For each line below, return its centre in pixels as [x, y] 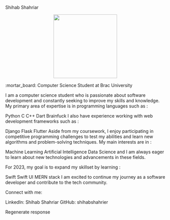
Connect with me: [24, 192]
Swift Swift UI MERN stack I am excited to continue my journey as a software [85, 177]
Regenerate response [28, 212]
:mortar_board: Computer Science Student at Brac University [69, 85]
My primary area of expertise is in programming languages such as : [77, 106]
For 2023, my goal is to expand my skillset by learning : [63, 167]
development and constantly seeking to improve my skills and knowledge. [82, 101]
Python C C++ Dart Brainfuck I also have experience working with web [79, 116]
